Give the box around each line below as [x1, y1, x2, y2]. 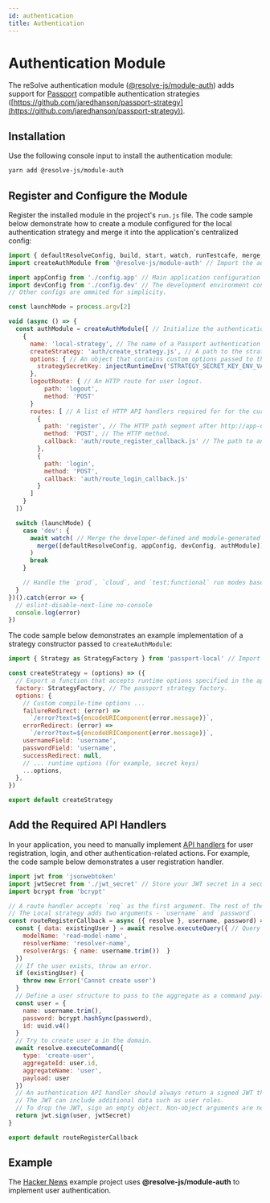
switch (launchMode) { [15, 519, 92, 527]
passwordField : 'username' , [22, 744, 117, 752]
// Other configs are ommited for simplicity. [8, 288, 167, 296]
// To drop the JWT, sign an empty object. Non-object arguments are [15, 1104, 253, 1112]
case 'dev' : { [22, 527, 70, 535]
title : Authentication [8, 19, 84, 27]
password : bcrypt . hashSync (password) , [22, 1014, 153, 1023]
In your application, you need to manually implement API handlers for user [8, 839, 254, 850]
